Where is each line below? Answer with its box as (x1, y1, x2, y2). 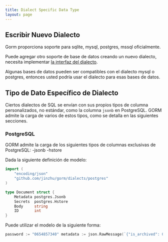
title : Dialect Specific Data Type (5, 7, 79, 13)
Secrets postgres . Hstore (14, 199, 68, 204)
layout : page (5, 12, 32, 17)
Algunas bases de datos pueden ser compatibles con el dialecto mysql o (5, 69, 155, 75)
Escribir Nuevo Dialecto (5, 31, 80, 39)
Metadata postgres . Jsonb (14, 194, 66, 199)
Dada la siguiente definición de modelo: (5, 157, 87, 163)
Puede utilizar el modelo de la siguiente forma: (5, 222, 101, 228)
